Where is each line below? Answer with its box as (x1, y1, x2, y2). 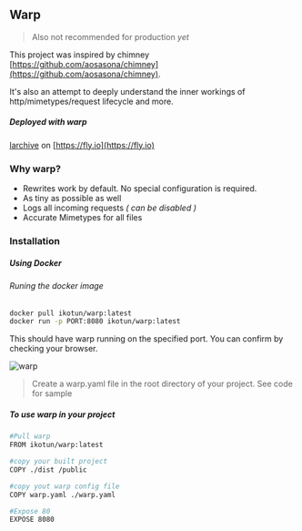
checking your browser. (9, 343, 98, 354)
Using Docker (9, 257, 62, 268)
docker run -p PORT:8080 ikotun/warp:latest (9, 317, 181, 326)
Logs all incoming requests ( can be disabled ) (22, 202, 197, 213)
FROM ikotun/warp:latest (9, 441, 104, 450)
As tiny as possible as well (22, 193, 122, 204)
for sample (31, 388, 73, 399)
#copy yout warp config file (9, 482, 120, 491)
